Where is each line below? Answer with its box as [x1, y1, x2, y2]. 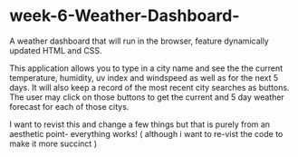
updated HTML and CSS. [9, 44, 102, 55]
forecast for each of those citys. [9, 101, 130, 112]
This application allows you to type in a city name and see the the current [9, 63, 284, 74]
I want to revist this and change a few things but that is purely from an [9, 119, 270, 130]
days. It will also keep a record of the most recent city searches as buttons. [9, 82, 290, 93]
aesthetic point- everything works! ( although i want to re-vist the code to [9, 128, 284, 139]
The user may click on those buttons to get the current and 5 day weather [9, 92, 285, 103]
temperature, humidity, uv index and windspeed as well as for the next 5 [9, 72, 279, 83]
